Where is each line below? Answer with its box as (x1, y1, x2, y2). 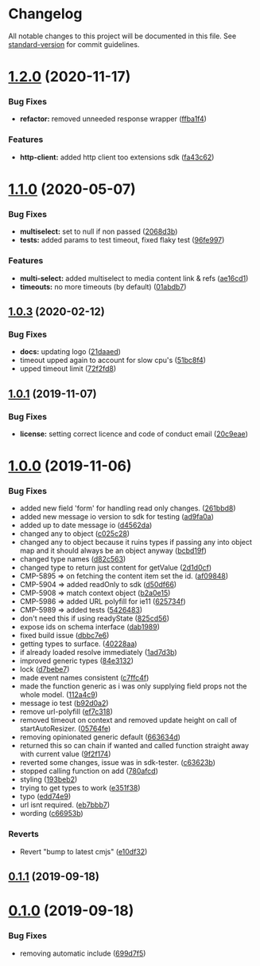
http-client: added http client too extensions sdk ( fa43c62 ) (19, 152, 215, 162)
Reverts (8, 829, 40, 840)
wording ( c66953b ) (19, 809, 83, 818)
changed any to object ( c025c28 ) (19, 529, 130, 538)
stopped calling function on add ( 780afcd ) (19, 767, 159, 776)
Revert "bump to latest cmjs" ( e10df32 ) (19, 846, 148, 856)
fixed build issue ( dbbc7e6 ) (19, 631, 110, 641)
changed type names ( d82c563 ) (19, 554, 126, 564)
